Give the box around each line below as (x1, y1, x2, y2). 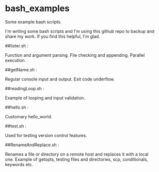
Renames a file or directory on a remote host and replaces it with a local (5, 151, 149, 157)
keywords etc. (5, 161, 33, 167)
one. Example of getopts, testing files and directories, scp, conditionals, (5, 156, 148, 162)
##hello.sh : (5, 104, 29, 110)
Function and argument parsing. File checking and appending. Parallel (5, 52, 145, 58)
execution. (5, 57, 26, 63)
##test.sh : (5, 123, 27, 129)
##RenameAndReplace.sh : (5, 141, 59, 148)
